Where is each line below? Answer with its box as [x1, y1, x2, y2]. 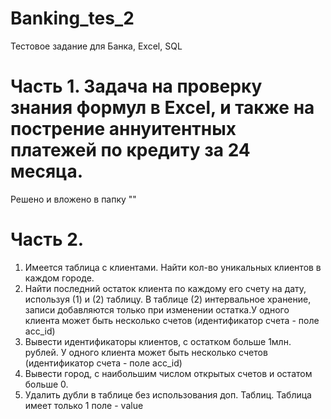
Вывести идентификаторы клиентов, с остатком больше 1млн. [24, 335, 292, 347]
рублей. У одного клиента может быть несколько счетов [24, 346, 268, 358]
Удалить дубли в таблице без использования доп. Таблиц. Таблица [24, 388, 312, 401]
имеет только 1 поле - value [24, 399, 144, 411]
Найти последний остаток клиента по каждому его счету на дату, [24, 282, 307, 294]
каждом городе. [24, 272, 95, 284]
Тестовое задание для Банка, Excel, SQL [10, 40, 183, 52]
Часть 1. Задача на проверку [10, 75, 263, 98]
